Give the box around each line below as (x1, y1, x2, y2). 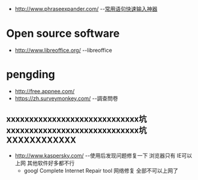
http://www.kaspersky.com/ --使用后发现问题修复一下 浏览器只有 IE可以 (14, 152, 193, 159)
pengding (6, 68, 55, 81)
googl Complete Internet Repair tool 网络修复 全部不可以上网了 (23, 167, 179, 174)
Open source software (6, 26, 120, 40)
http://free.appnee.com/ (14, 87, 75, 95)
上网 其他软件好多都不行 (14, 159, 75, 167)
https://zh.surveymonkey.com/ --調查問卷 (14, 95, 118, 102)
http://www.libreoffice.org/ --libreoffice (14, 46, 112, 54)
